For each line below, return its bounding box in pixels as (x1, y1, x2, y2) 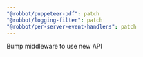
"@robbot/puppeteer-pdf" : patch (6, 10, 99, 17)
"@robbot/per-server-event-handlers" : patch (6, 23, 137, 30)
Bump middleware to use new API (6, 42, 103, 51)
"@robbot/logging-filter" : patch (6, 17, 103, 24)
